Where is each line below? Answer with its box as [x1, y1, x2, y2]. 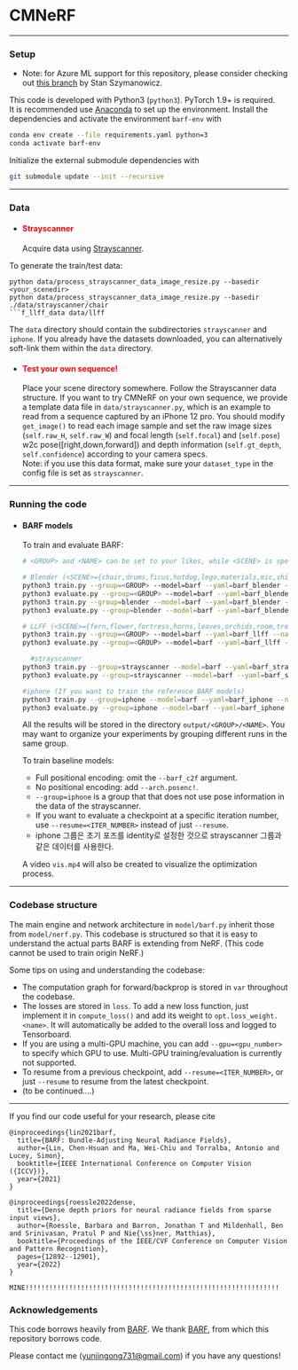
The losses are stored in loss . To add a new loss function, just [21, 1000, 249, 1011]
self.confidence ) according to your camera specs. [21, 449, 208, 459]
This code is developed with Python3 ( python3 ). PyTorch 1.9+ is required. [9, 95, 276, 106]
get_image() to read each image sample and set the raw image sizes [21, 420, 272, 431]
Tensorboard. [21, 1029, 73, 1039]
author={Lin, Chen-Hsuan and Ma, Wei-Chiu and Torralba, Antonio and [17, 1143, 279, 1153]
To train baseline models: [21, 755, 114, 766]
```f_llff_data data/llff [9, 308, 105, 317]
